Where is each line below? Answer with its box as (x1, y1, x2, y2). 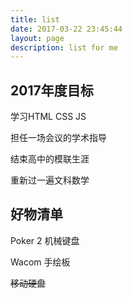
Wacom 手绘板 (10, 256, 71, 268)
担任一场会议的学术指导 (10, 132, 107, 144)
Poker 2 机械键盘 (10, 234, 80, 246)
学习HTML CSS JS (10, 111, 87, 123)
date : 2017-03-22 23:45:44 (10, 24, 123, 34)
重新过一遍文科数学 (10, 174, 90, 186)
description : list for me (10, 42, 118, 53)
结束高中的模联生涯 (10, 153, 90, 165)
